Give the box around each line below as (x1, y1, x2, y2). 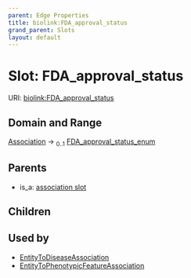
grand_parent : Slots (8, 26, 76, 34)
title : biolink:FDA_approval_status (8, 19, 128, 27)
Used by (8, 232, 49, 245)
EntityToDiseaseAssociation (19, 252, 110, 262)
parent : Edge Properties (8, 11, 89, 20)
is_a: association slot (19, 182, 87, 192)
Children (8, 205, 51, 218)
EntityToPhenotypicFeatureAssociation (19, 261, 145, 270)
